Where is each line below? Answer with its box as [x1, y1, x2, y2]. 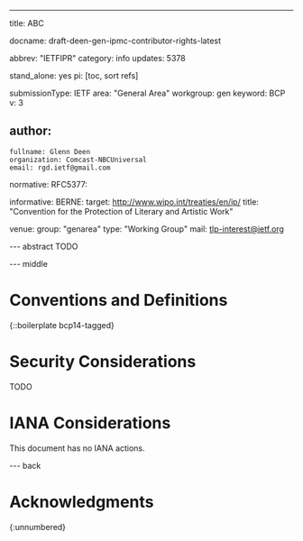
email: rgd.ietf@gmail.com [9, 163, 111, 172]
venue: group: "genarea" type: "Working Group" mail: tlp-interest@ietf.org [9, 223, 284, 234]
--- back [9, 460, 41, 471]
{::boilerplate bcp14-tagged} [9, 319, 115, 330]
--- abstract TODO [9, 241, 78, 252]
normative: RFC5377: [9, 179, 88, 189]
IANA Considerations [9, 412, 171, 433]
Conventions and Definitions [9, 290, 228, 310]
